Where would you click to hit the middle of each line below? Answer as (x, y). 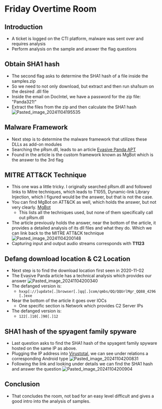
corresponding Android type (40, 359)
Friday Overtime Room (51, 9)
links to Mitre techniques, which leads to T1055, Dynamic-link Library (81, 192)
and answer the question (36, 369)
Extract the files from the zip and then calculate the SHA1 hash (74, 107)
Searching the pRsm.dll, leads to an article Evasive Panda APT (74, 149)
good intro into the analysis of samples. (51, 401)
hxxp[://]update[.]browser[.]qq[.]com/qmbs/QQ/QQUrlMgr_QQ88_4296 (87, 292)
